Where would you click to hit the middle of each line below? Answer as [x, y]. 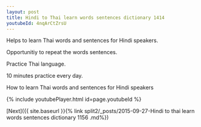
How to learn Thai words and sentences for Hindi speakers [80, 88]
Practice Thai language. [36, 64]
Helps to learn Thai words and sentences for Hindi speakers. [82, 41]
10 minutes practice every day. [45, 76]
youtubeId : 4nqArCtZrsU [37, 23]
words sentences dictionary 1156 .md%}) [58, 118]
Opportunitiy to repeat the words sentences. [62, 52]
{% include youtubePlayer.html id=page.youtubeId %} [74, 99]
